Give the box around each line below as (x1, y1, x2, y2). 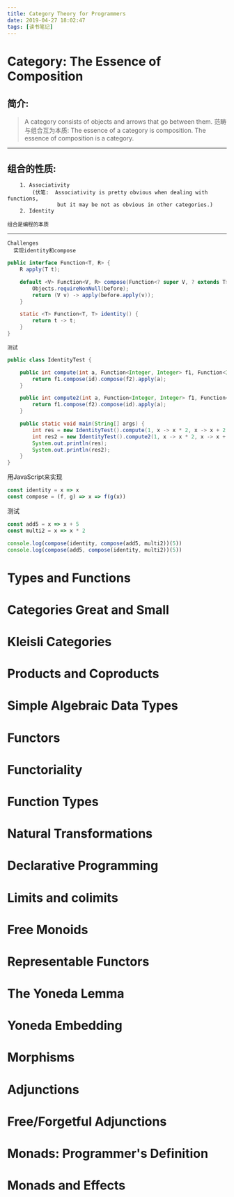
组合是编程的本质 (7, 221, 49, 228)
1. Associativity (19, 182, 70, 189)
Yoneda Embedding (7, 1018, 123, 1033)
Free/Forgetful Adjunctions (7, 1113, 167, 1129)
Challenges (7, 240, 39, 247)
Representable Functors (7, 954, 150, 969)
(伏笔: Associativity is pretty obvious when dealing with (32, 189, 208, 196)
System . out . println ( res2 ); (32, 446, 111, 453)
